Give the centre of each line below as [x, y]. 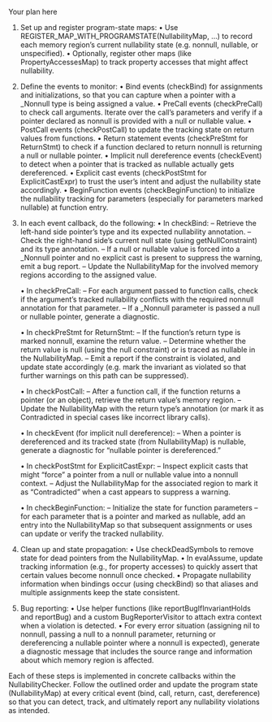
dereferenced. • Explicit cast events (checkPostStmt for [113, 173]
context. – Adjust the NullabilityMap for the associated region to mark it [139, 483]
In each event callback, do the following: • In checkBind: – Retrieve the [138, 223]
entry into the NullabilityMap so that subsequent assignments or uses [136, 525]
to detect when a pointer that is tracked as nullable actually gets [127, 164]
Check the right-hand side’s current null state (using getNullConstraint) [139, 240]
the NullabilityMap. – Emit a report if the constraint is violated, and [130, 358]
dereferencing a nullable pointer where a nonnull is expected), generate [140, 643]
